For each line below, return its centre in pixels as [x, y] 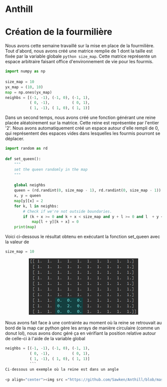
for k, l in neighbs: [36, 206]
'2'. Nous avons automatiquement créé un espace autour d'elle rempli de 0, [82, 128]
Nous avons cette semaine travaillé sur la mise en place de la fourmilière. [80, 46]
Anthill [19, 9]
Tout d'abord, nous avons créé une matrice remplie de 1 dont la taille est [79, 51]
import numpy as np [25, 71]
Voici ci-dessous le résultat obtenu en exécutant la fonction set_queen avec [83, 237]
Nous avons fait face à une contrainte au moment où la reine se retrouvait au [83, 323]
